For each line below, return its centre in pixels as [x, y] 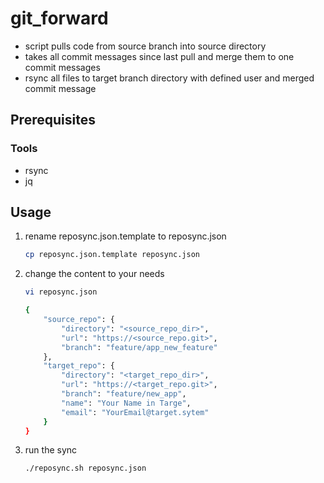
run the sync [51, 450]
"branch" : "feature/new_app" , [124, 394]
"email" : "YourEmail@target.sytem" [135, 412]
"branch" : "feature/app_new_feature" [139, 347]
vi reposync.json [61, 292]
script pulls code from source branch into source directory [145, 46]
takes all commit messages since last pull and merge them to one [159, 56]
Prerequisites [53, 120]
